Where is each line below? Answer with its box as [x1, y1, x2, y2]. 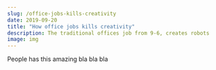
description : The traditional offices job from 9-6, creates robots [7, 29, 210, 37]
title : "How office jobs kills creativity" [7, 23, 135, 30]
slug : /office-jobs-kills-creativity [7, 10, 117, 17]
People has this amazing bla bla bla [7, 55, 108, 63]
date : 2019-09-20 [7, 17, 58, 24]
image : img [7, 36, 39, 43]
